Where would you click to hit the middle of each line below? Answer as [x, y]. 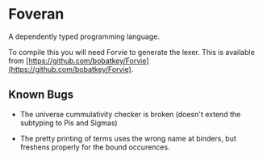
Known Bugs [41, 95]
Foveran [36, 14]
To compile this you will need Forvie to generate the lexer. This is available [132, 52]
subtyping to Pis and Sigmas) [69, 123]
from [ [19, 61]
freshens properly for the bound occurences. [95, 147]
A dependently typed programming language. [84, 36]
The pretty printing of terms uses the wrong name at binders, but [128, 138]
